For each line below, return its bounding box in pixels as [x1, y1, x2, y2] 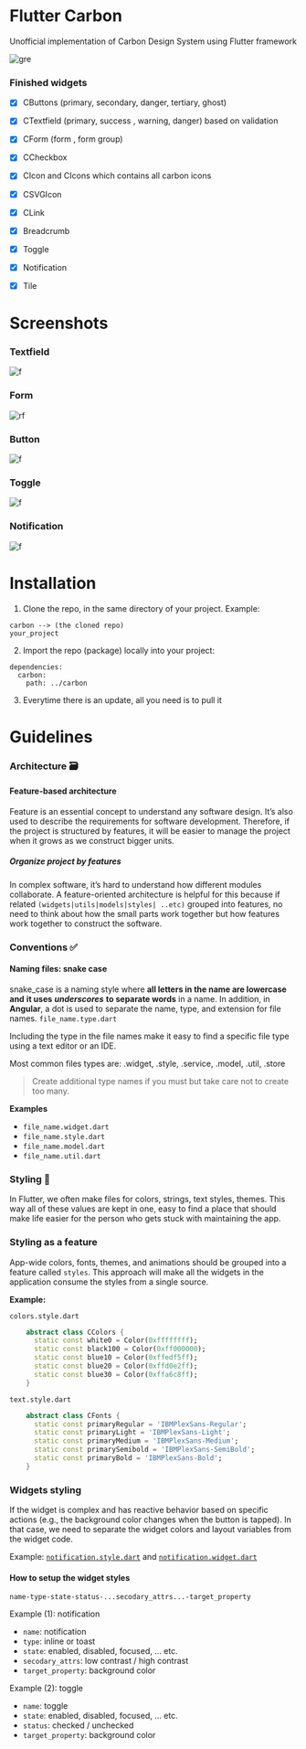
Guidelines [9, 726, 93, 747]
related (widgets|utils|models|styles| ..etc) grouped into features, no [9, 898, 283, 910]
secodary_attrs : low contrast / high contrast [22, 1656, 189, 1667]
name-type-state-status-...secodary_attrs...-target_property [9, 1593, 251, 1602]
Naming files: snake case [9, 964, 108, 975]
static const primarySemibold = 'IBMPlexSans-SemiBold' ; [33, 1445, 256, 1455]
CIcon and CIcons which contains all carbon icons [22, 170, 212, 181]
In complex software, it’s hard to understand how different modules [9, 879, 262, 890]
